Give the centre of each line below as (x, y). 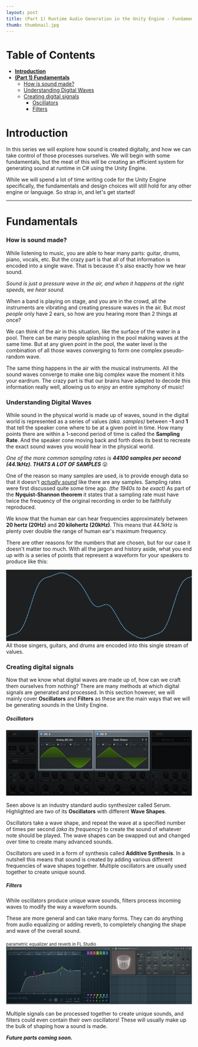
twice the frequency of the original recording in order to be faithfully (89, 501)
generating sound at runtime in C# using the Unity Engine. (77, 168)
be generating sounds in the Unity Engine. (57, 705)
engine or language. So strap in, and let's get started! (71, 192)
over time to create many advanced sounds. (60, 841)
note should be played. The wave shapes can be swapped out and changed (98, 835)
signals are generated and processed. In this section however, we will (90, 692)
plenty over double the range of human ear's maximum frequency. (87, 531)
